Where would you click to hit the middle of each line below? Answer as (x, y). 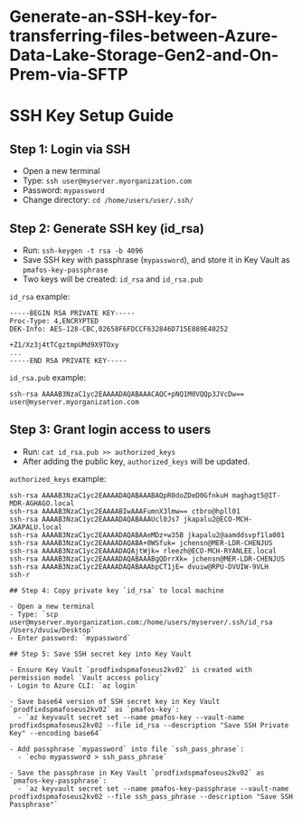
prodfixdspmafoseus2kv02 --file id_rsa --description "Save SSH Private (149, 725)
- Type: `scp (34, 614)
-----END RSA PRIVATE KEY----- (68, 361)
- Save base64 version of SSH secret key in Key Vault (115, 701)
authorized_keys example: (58, 478)
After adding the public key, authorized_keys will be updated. (136, 461)
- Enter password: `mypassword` (70, 638)
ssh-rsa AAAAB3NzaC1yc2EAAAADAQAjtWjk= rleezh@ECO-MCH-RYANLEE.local (143, 551)
